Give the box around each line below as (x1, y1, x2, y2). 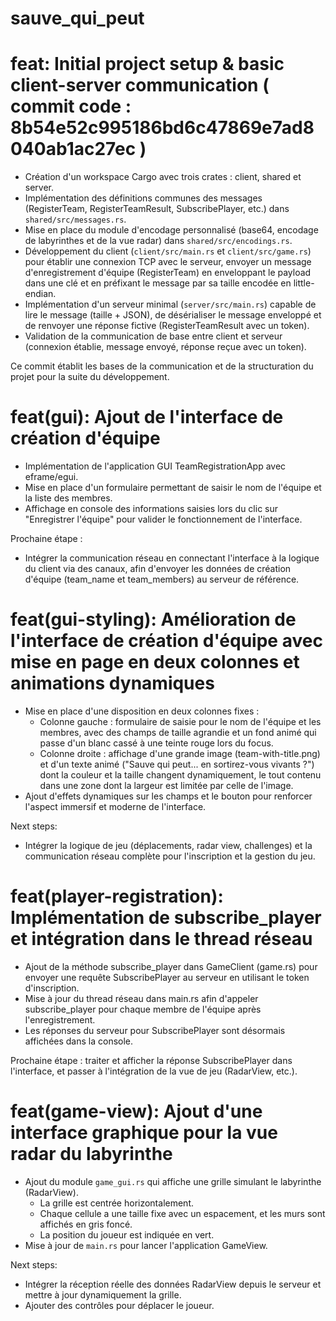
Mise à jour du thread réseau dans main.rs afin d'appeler (24, 992, 259, 1004)
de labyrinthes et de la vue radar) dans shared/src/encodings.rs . (24, 235, 293, 247)
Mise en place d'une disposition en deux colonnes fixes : (24, 705, 260, 717)
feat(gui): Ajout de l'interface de (10, 406, 284, 429)
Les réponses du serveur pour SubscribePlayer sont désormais (24, 1024, 286, 1036)
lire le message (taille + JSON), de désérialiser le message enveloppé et (24, 309, 322, 321)
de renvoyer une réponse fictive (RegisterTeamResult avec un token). (24, 320, 310, 332)
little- (293, 277, 315, 289)
